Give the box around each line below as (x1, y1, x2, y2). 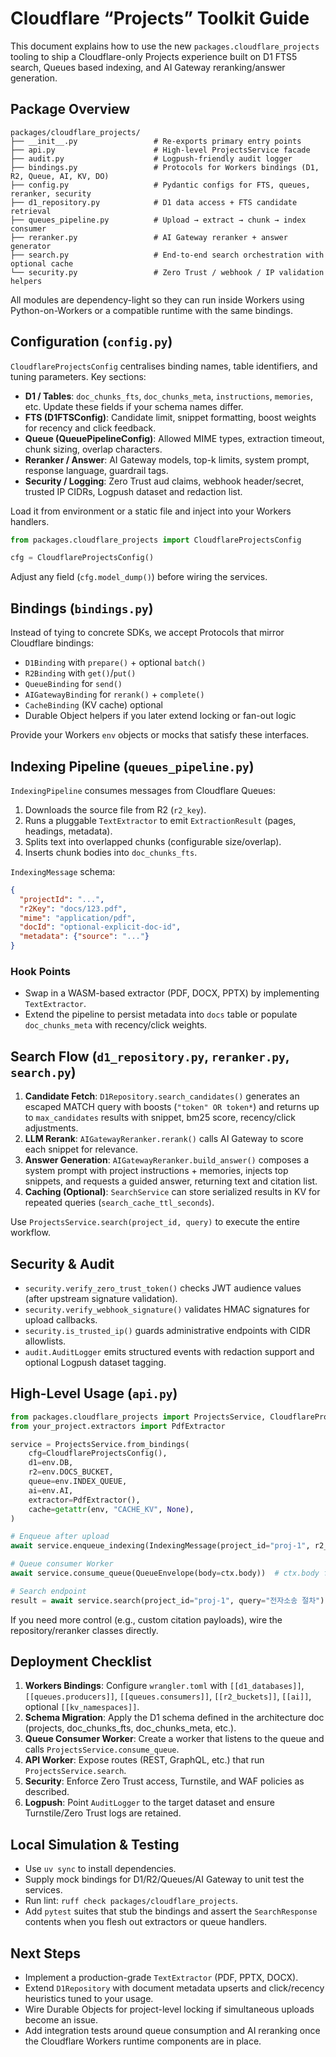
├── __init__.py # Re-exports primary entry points (10, 136, 302, 146)
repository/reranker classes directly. (10, 1624, 159, 1636)
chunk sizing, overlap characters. (24, 443, 163, 455)
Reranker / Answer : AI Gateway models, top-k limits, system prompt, (24, 453, 310, 466)
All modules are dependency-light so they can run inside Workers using (10, 293, 305, 306)
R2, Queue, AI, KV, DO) (10, 171, 110, 181)
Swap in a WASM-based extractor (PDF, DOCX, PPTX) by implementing (24, 987, 320, 999)
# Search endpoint (10, 1586, 87, 1596)
